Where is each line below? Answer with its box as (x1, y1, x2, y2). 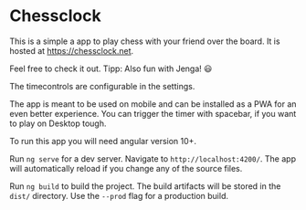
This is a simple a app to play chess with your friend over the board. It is (9, 36, 280, 47)
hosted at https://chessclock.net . (9, 45, 134, 56)
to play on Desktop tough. (9, 118, 107, 129)
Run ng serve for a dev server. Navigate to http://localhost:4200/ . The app (9, 152, 297, 164)
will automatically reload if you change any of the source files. (9, 163, 243, 173)
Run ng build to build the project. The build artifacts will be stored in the (9, 180, 281, 192)
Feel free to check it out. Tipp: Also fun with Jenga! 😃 (9, 63, 213, 74)
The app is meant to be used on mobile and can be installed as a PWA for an (9, 98, 297, 110)
